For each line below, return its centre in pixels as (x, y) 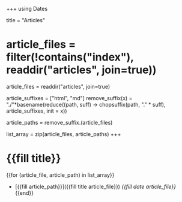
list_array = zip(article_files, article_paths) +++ (64, 134)
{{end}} (24, 193)
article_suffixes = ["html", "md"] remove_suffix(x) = (69, 98)
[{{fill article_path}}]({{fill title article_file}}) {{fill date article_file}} (95, 186)
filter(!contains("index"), (70, 57)
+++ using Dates (27, 9)
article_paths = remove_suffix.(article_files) (59, 122)
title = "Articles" (26, 20)
